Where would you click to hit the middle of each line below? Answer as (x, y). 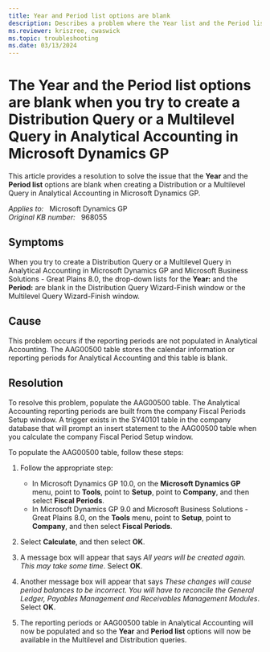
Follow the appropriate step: (66, 468)
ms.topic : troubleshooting (53, 38)
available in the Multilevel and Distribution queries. (103, 639)
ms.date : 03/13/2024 (43, 46)
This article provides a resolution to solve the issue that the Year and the (128, 176)
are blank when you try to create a (124, 103)
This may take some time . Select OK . (81, 566)
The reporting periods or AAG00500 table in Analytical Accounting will (137, 622)
